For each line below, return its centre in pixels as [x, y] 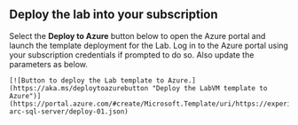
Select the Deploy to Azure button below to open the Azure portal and [137, 35]
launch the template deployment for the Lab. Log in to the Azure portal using [149, 45]
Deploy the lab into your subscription [114, 15]
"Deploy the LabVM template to [210, 88]
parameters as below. [49, 64]
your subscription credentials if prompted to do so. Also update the [132, 55]
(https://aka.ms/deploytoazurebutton [79, 88]
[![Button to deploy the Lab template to [87, 80]
